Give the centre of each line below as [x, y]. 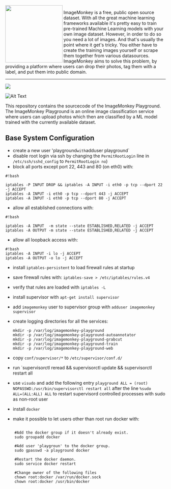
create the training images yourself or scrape [111, 50]
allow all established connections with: [53, 208]
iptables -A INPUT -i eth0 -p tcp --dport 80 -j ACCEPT [66, 198]
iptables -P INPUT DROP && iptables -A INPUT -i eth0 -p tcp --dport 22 [84, 185]
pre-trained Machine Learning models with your [113, 28]
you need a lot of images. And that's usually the [113, 39]
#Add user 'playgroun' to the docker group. [62, 446]
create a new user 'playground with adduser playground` [71, 150]
